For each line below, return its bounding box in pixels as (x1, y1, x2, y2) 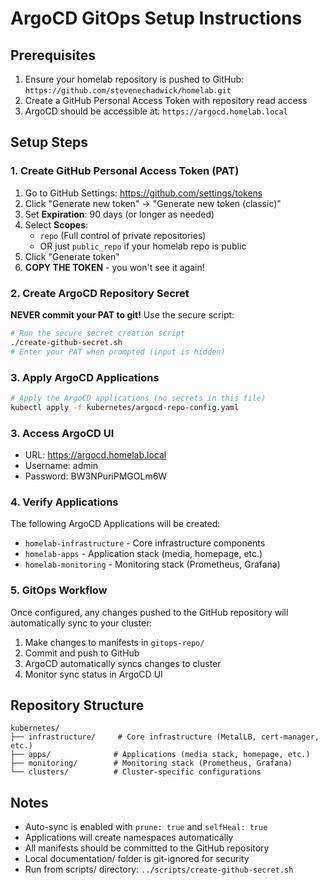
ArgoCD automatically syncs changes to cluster (24, 657, 222, 669)
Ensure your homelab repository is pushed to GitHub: (24, 73, 245, 85)
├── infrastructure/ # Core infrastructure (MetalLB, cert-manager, (10, 732, 320, 742)
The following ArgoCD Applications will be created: (10, 518, 221, 530)
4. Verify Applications (10, 495, 119, 509)
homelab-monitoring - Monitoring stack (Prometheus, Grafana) (24, 558, 281, 571)
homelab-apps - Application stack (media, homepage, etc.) (24, 548, 263, 560)
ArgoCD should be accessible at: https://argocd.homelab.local (24, 105, 288, 117)
